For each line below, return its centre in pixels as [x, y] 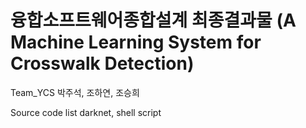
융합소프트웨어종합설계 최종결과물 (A [153, 20]
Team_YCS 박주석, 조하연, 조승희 [75, 92]
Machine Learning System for [136, 42]
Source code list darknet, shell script [86, 112]
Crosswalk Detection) [102, 63]
